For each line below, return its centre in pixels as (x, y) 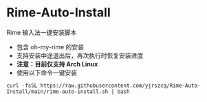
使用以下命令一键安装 (46, 73)
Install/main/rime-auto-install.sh (57, 91)
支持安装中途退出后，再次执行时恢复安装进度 (80, 55)
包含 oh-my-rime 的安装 (50, 47)
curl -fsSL (22, 86)
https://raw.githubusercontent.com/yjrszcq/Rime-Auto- (120, 86)
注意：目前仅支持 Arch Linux (57, 64)
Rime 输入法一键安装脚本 (42, 32)
